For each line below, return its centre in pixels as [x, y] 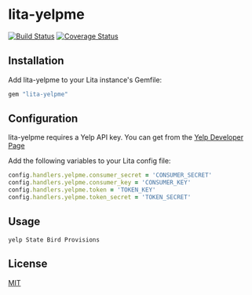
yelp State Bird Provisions [54, 240]
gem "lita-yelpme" [38, 94]
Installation [36, 61]
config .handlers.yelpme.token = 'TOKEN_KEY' [82, 190]
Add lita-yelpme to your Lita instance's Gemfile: [85, 79]
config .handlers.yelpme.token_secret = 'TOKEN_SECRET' [100, 198]
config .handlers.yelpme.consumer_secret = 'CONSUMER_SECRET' [110, 175]
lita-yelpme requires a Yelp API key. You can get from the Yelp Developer [126, 137]
